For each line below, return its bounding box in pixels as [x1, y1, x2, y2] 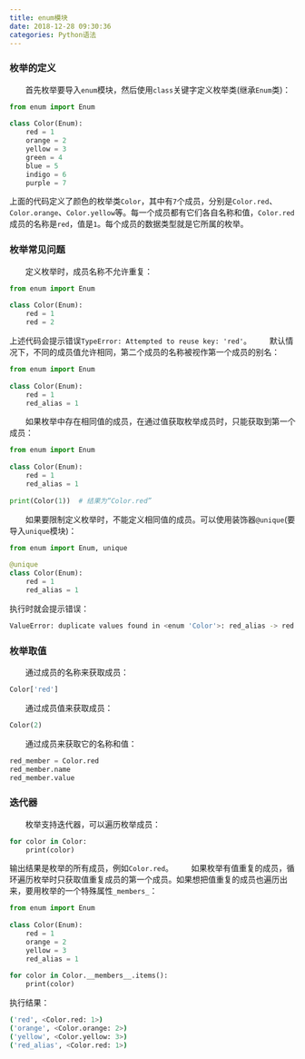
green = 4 [25, 153, 64, 162]
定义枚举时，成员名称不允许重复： [25, 265, 152, 277]
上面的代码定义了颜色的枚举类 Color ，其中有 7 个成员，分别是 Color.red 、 [9, 196, 278, 207]
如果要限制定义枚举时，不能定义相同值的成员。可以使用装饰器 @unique [25, 514, 285, 525]
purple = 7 [25, 178, 67, 187]
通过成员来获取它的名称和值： [25, 737, 137, 749]
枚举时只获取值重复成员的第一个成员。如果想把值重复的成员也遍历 [33, 874, 280, 886]
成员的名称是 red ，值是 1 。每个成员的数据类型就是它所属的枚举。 [9, 219, 249, 230]
